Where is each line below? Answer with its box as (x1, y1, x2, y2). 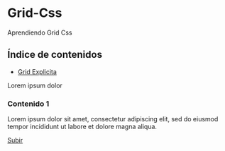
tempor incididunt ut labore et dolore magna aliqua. (7, 122, 158, 131)
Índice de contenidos (7, 49, 103, 61)
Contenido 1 (7, 99, 50, 109)
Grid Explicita (17, 67, 57, 75)
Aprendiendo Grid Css (7, 28, 72, 37)
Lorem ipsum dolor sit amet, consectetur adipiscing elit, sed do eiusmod (7, 115, 219, 123)
